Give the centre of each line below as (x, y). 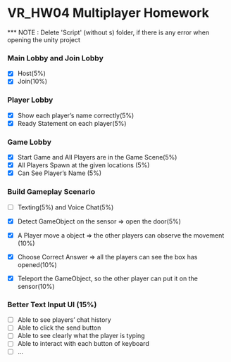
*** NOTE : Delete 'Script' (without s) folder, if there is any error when (108, 32)
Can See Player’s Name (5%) (60, 173)
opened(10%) (37, 264)
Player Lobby (30, 100)
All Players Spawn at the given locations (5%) (83, 165)
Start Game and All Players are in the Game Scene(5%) (97, 157)
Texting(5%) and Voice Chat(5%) (65, 207)
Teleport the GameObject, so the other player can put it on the (108, 278)
